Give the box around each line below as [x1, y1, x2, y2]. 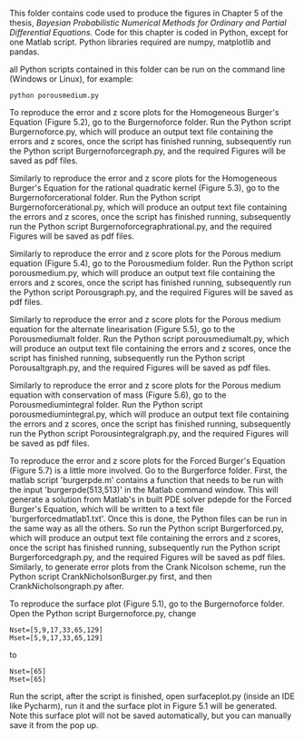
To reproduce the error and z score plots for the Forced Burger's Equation [9, 456, 286, 466]
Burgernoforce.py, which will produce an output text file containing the [9, 126, 274, 137]
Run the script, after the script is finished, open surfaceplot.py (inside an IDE [9, 691, 295, 702]
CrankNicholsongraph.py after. [9, 581, 124, 591]
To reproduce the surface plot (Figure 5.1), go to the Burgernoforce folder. [9, 598, 285, 609]
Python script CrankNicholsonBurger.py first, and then [9, 571, 212, 582]
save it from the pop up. [9, 720, 99, 730]
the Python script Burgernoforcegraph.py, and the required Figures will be [9, 145, 286, 156]
